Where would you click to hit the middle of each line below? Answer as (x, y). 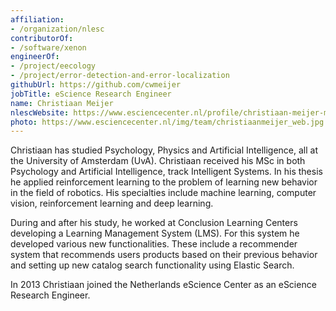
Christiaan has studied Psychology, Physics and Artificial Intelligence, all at (164, 150)
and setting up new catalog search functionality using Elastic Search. (152, 265)
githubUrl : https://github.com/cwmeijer (96, 85)
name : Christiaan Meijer (62, 103)
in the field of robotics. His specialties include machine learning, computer (163, 193)
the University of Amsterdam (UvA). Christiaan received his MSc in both (158, 161)
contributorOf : (42, 38)
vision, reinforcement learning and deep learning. (112, 203)
